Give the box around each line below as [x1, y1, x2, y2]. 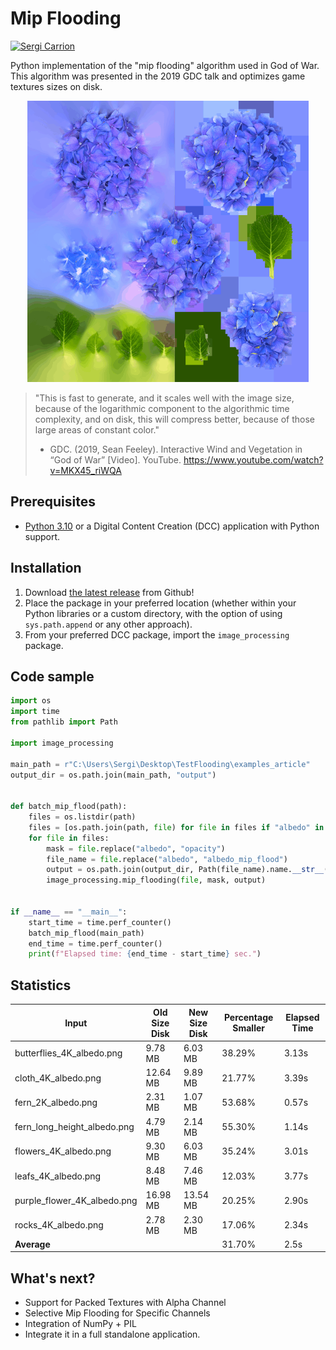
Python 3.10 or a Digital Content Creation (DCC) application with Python [24, 520, 320, 532]
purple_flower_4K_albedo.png [14, 1194, 138, 1206]
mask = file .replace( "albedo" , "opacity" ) [46, 843, 226, 854]
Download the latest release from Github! [24, 586, 195, 598]
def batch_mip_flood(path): [10, 802, 128, 812]
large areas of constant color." [34, 423, 160, 436]
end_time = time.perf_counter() [28, 938, 163, 949]
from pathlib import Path [10, 717, 118, 727]
